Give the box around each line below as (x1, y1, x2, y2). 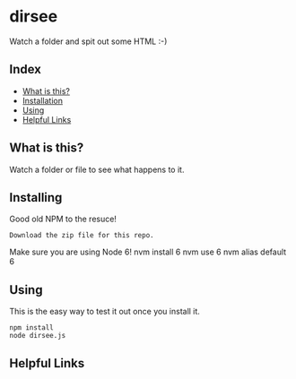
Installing (9, 190, 63, 205)
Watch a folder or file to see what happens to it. (9, 164, 185, 175)
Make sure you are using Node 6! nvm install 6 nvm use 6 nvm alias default (9, 246, 287, 257)
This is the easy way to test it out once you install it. (9, 306, 200, 317)
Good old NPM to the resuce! (9, 213, 117, 225)
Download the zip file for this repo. (9, 231, 154, 240)
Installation (22, 95, 64, 106)
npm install (9, 323, 54, 332)
